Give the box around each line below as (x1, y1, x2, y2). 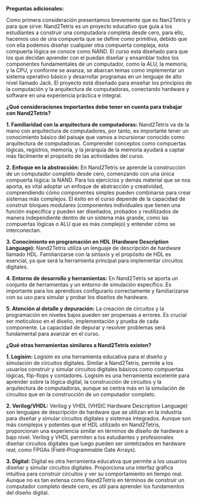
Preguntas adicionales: (6, 5, 64, 12)
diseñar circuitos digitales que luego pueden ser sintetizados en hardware (6, 440, 186, 447)
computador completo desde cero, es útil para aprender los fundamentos (6, 483, 184, 490)
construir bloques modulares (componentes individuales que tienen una (6, 202, 181, 209)
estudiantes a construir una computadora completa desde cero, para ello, (6, 29, 185, 36)
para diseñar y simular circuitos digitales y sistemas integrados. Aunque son (6, 415, 192, 422)
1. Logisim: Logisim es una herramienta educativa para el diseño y (6, 353, 167, 360)
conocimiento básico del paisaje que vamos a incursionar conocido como (6, 134, 185, 141)
